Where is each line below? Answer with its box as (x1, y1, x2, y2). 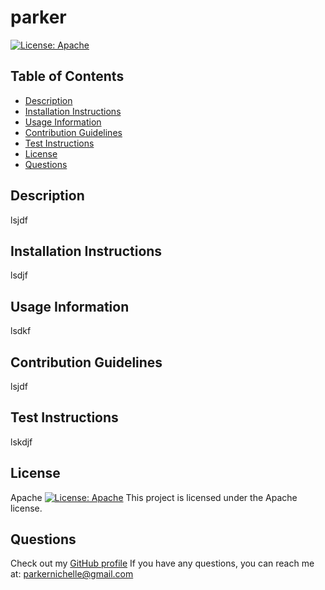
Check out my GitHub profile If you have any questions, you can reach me (10, 557, 315, 570)
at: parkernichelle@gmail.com (10, 568, 134, 580)
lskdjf (10, 436, 33, 448)
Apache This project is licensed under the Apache (10, 491, 298, 503)
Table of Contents (10, 68, 125, 85)
